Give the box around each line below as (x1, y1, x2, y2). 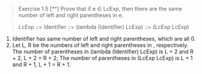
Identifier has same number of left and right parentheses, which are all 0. (12, 35, 196, 42)
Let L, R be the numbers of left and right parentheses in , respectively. (12, 42, 189, 49)
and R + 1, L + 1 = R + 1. (12, 61, 72, 68)
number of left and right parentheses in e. (18, 12, 124, 19)
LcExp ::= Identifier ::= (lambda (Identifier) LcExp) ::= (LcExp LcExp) (18, 24, 190, 30)
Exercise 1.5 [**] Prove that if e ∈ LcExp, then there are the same (18, 5, 182, 12)
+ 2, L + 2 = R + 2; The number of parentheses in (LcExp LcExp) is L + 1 (12, 55, 193, 61)
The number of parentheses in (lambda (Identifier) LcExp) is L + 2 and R (12, 48, 194, 55)
